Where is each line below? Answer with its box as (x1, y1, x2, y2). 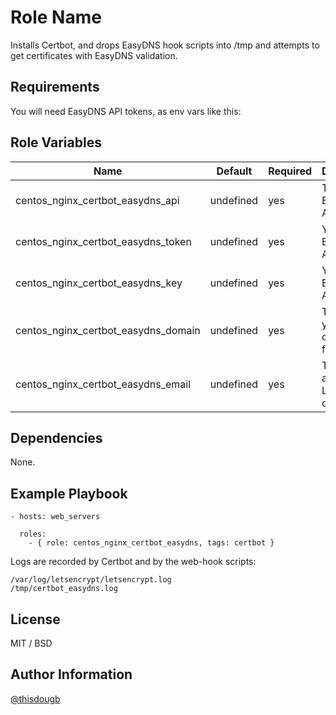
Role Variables (10, 134, 102, 151)
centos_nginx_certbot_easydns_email (15, 377, 192, 391)
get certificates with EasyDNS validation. (10, 49, 178, 61)
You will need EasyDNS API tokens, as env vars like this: (10, 105, 242, 117)
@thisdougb (10, 692, 61, 705)
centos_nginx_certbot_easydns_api (15, 193, 180, 207)
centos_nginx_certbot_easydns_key (15, 276, 183, 290)
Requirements (10, 79, 100, 96)
